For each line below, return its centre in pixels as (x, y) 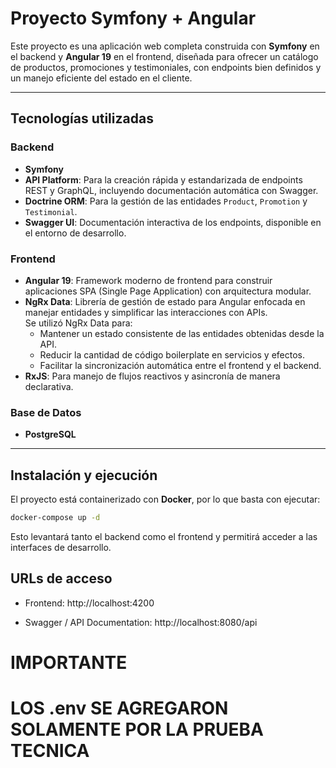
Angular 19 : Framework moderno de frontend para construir (148, 280)
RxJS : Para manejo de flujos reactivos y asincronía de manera (152, 376)
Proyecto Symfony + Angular (133, 18)
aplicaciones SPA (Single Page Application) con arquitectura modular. (168, 291)
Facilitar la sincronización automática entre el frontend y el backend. (180, 365)
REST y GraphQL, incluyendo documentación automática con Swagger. (171, 190)
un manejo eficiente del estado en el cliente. (101, 78)
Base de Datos (46, 412)
